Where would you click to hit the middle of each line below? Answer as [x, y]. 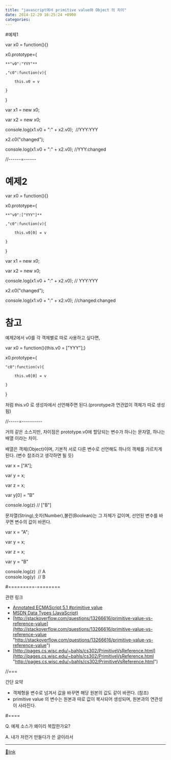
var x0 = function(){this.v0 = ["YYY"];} [46, 348]
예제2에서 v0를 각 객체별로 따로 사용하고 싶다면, [53, 338]
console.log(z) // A [25, 572]
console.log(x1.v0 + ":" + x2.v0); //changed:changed [61, 300]
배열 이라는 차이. [22, 438]
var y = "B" [17, 562]
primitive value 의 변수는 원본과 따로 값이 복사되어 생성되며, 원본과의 [81, 699]
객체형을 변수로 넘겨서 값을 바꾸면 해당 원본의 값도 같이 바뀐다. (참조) [81, 693]
